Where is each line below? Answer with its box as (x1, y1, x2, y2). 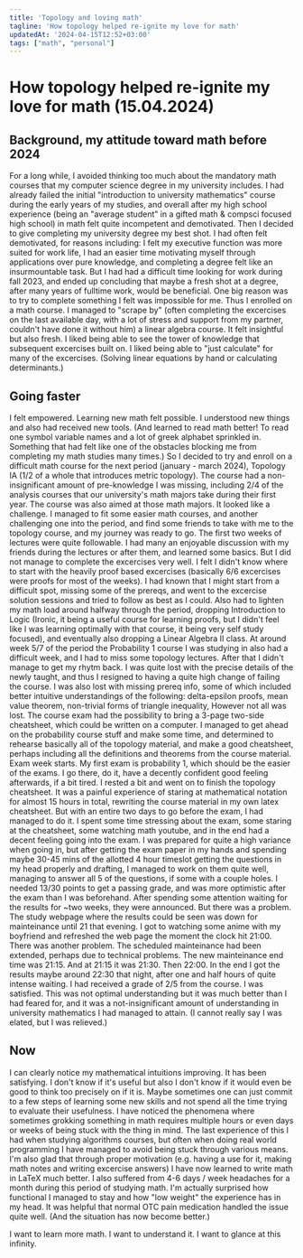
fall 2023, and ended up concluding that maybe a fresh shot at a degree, (9, 276, 279, 287)
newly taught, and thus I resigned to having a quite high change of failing (9, 672, 280, 683)
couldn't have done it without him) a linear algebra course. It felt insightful (9, 324, 284, 335)
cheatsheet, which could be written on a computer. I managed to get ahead (9, 720, 289, 731)
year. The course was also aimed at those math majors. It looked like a (9, 499, 271, 510)
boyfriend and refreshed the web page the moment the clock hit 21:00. (9, 931, 272, 942)
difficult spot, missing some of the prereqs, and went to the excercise (9, 585, 268, 596)
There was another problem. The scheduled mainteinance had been (9, 940, 262, 951)
